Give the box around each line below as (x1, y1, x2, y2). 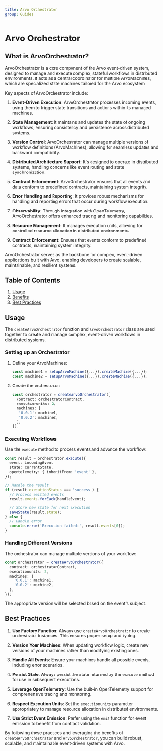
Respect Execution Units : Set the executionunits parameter (12, 700, 133, 707)
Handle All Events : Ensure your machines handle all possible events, (12, 656, 150, 663)
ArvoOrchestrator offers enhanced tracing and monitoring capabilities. (12, 213, 153, 219)
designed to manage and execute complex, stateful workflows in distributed (5, 70, 157, 76)
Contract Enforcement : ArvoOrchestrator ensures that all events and (12, 178, 151, 184)
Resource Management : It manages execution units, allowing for (12, 222, 143, 228)
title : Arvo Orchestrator (5, 7, 57, 12)
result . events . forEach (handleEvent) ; (9, 497, 86, 501)
